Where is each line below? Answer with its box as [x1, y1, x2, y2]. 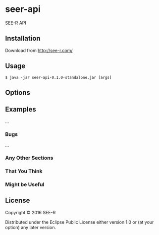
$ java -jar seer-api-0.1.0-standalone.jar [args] [5, 75, 112, 80]
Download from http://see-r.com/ [5, 47, 73, 53]
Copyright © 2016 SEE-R [5, 209, 56, 215]
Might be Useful [5, 181, 45, 188]
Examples [5, 105, 36, 114]
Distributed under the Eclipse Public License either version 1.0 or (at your [5, 219, 154, 225]
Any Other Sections [5, 154, 53, 161]
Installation [5, 34, 41, 43]
